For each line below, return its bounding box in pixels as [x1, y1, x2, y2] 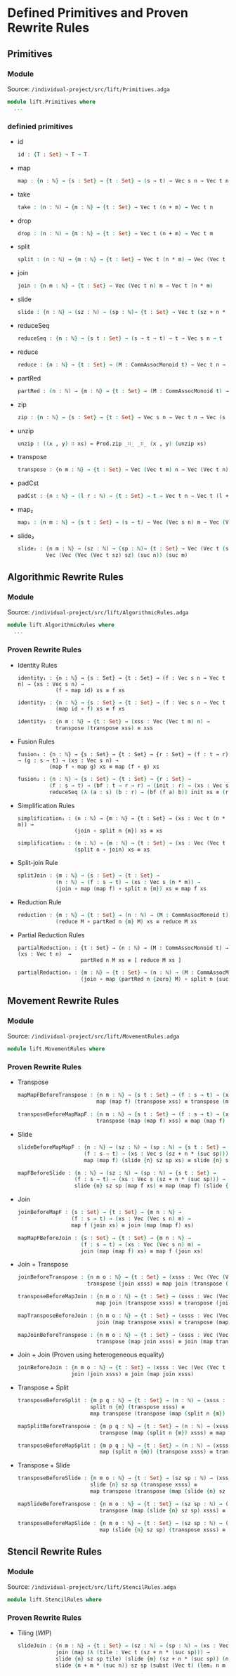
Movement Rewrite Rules [7, 995, 119, 1007]
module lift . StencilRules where [7, 1596, 102, 1604]
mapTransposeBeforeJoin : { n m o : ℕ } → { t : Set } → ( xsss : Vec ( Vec [17, 1312, 229, 1319]
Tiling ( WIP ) [17, 1629, 52, 1637]
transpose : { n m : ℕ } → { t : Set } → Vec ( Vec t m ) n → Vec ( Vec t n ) [17, 466, 229, 473]
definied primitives [7, 121, 74, 131]
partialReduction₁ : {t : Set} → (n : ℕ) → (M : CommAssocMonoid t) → [17, 944, 229, 951]
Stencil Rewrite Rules [7, 1545, 103, 1557]
